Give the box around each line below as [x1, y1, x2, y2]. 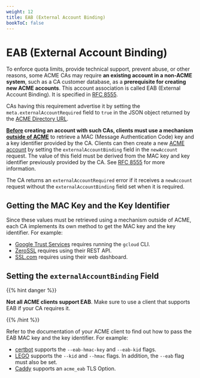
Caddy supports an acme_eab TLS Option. [14, 365, 116, 372]
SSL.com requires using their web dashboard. [14, 253, 128, 261]
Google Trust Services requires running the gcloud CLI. [14, 241, 151, 248]
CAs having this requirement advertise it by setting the [6, 102, 141, 110]
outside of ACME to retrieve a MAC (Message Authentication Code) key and [6, 133, 195, 141]
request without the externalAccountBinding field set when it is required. [6, 183, 185, 190]
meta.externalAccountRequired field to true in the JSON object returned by [6, 109, 190, 116]
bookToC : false [6, 20, 44, 26]
